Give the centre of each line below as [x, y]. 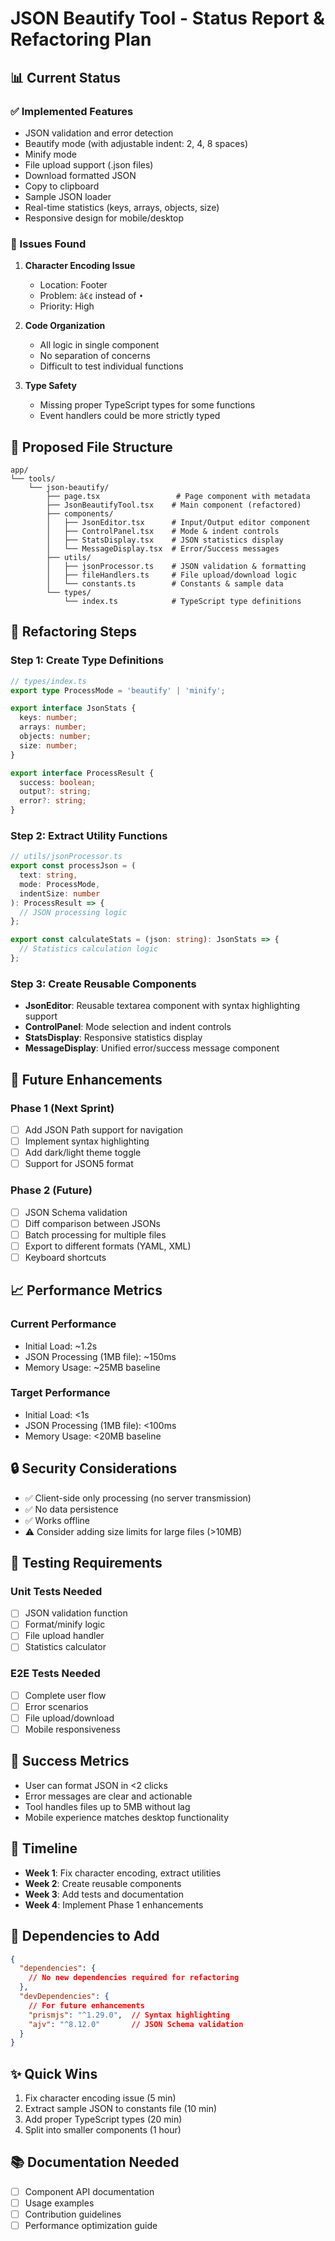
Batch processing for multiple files [95, 1234]
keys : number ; [48, 718]
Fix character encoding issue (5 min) [100, 2098]
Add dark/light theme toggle [83, 1153]
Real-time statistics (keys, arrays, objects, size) [122, 207]
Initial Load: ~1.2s [61, 1346]
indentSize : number [60, 893]
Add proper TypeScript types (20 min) [103, 2119]
